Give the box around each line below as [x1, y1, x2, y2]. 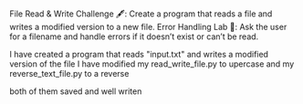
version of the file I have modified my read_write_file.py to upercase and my [9, 58, 295, 69]
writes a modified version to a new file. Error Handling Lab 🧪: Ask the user [9, 22, 287, 32]
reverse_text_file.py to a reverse [9, 68, 130, 78]
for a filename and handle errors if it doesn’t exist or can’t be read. [9, 31, 259, 42]
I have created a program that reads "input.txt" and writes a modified [9, 49, 269, 59]
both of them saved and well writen [9, 86, 142, 97]
